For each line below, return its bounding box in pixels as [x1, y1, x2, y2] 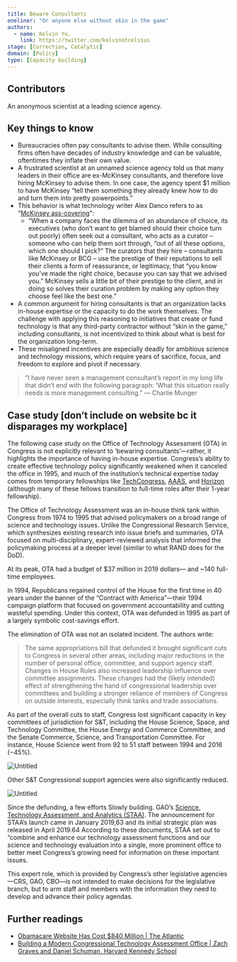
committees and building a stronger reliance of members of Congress [24, 689, 228, 698]
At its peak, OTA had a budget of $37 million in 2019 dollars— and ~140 [7, 565, 215, 574]
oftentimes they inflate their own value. [17, 156, 132, 165]
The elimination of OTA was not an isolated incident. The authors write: [7, 630, 214, 639]
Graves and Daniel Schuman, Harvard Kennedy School [17, 947, 177, 955]
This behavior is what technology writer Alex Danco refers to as [17, 202, 203, 210]
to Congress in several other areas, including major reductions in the [24, 651, 224, 660]
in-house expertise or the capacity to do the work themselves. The [17, 307, 212, 316]
